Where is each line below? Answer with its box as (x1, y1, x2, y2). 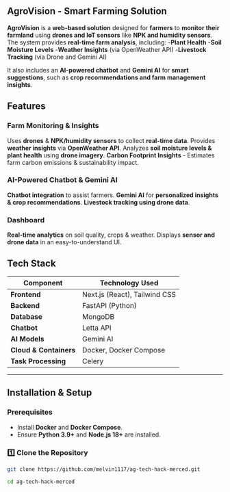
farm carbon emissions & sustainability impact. (7, 158, 139, 166)
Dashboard (7, 215, 45, 224)
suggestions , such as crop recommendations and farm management (7, 73, 206, 81)
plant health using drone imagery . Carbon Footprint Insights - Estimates (7, 151, 215, 159)
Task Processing (10, 356, 66, 365)
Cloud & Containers (10, 345, 76, 354)
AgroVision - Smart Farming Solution (7, 5, 168, 17)
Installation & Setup (7, 387, 92, 399)
